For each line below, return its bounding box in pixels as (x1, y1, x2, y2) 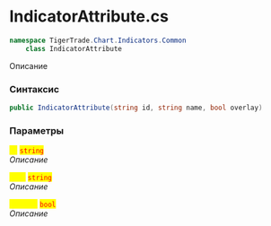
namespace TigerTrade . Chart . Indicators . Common (9, 36, 187, 45)
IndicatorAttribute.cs (9, 6, 169, 27)
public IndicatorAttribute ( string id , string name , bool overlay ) (9, 103, 263, 112)
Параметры (9, 124, 65, 136)
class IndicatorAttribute (25, 44, 123, 53)
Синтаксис (9, 83, 60, 95)
